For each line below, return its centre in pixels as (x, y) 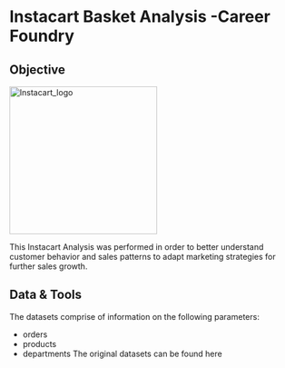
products (39, 343)
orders (35, 334)
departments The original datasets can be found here (122, 353)
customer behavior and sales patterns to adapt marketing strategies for (142, 257)
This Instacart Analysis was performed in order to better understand (137, 247)
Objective (38, 70)
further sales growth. (49, 266)
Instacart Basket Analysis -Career (140, 17)
